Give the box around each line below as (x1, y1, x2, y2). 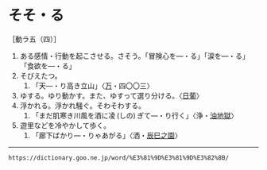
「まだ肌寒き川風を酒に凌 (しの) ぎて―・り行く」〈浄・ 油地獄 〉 (31, 110, 238, 120)
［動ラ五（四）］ (8, 34, 61, 44)
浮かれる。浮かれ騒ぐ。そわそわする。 (19, 100, 145, 110)
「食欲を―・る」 (19, 60, 76, 71)
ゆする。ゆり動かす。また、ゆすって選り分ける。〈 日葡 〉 (19, 91, 204, 100)
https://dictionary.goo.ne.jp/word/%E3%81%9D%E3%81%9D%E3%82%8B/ (8, 153, 229, 162)
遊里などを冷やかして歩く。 (19, 120, 111, 130)
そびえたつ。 (19, 71, 62, 80)
